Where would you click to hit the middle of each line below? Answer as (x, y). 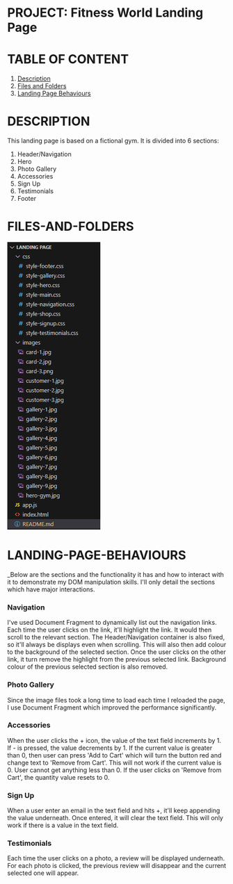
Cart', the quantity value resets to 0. (58, 777)
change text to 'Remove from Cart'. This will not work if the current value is (114, 762)
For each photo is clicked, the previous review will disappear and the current (117, 866)
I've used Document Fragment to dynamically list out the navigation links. (112, 623)
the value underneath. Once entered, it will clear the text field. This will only (115, 818)
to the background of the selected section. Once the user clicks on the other (116, 652)
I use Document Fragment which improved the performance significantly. (112, 707)
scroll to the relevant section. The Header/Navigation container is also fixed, (116, 637)
